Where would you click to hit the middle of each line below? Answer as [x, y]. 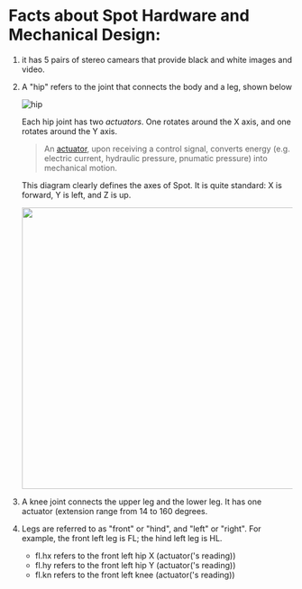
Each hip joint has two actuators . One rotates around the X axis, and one [156, 122]
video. [33, 69]
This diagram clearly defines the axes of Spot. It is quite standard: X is [152, 185]
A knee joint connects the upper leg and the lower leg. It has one [142, 502]
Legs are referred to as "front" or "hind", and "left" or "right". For [142, 529]
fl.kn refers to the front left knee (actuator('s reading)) [135, 575]
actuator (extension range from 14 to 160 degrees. [114, 511]
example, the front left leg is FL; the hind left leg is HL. [122, 538]
